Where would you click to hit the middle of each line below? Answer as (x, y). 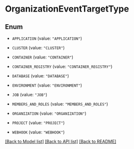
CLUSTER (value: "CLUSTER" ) (38, 48)
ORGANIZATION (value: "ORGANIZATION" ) (49, 113)
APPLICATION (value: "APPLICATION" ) (47, 38)
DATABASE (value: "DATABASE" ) (41, 76)
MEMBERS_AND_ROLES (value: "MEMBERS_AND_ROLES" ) (60, 104)
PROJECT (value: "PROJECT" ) (38, 123)
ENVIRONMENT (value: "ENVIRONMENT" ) (47, 85)
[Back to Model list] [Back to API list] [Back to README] (61, 142)
